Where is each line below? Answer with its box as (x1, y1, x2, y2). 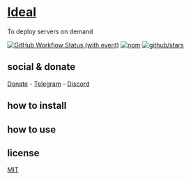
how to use (7, 123, 56, 135)
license (7, 147, 40, 159)
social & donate (7, 61, 76, 73)
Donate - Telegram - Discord (7, 80, 90, 88)
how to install (7, 100, 67, 112)
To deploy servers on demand (7, 27, 93, 36)
